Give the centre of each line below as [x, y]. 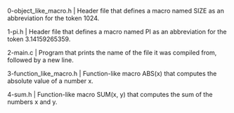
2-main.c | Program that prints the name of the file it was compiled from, [112, 53]
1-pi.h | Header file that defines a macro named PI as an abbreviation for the [117, 32]
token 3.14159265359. [39, 39]
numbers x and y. [32, 102]
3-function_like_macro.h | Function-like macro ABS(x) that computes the [112, 74]
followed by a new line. [40, 60]
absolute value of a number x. [50, 81]
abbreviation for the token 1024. [53, 18]
